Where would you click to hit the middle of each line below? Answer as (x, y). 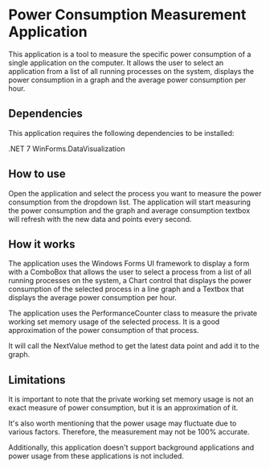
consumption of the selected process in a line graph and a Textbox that (126, 289)
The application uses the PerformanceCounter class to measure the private (133, 313)
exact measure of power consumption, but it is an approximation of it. (123, 408)
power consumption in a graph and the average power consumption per (127, 80)
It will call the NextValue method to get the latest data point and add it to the (134, 346)
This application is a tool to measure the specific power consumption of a (130, 54)
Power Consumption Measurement (127, 15)
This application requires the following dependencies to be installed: (121, 133)
